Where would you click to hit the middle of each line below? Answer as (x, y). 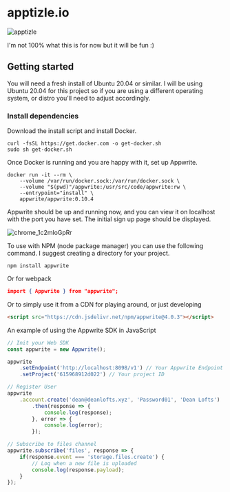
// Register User (32, 387)
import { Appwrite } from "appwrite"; (63, 291)
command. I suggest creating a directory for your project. (88, 254)
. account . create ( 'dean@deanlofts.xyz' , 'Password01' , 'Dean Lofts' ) (120, 400)
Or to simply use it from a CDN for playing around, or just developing (104, 304)
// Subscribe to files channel (52, 444)
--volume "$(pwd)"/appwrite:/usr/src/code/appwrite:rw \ (103, 187)
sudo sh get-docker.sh (40, 150)
